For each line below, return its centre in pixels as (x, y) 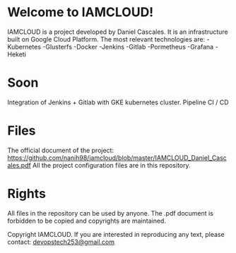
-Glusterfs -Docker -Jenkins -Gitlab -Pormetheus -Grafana (128, 47)
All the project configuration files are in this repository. (112, 165)
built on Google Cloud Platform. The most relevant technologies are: (106, 39)
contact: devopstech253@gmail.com (61, 242)
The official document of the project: (61, 150)
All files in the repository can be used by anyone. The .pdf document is (111, 213)
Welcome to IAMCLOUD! (81, 12)
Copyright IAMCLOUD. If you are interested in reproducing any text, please (116, 234)
